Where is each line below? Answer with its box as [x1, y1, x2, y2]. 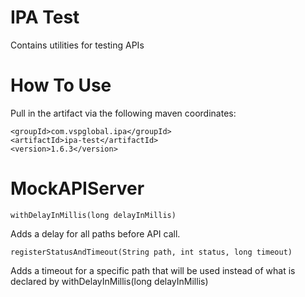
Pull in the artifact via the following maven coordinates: [10, 107, 237, 119]
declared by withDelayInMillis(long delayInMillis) [10, 275, 209, 287]
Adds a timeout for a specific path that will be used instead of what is [10, 264, 296, 276]
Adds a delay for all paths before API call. [10, 227, 181, 240]
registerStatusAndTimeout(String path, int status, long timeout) [10, 247, 293, 257]
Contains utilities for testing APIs [10, 39, 145, 51]
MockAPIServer [10, 177, 145, 200]
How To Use [10, 74, 112, 97]
